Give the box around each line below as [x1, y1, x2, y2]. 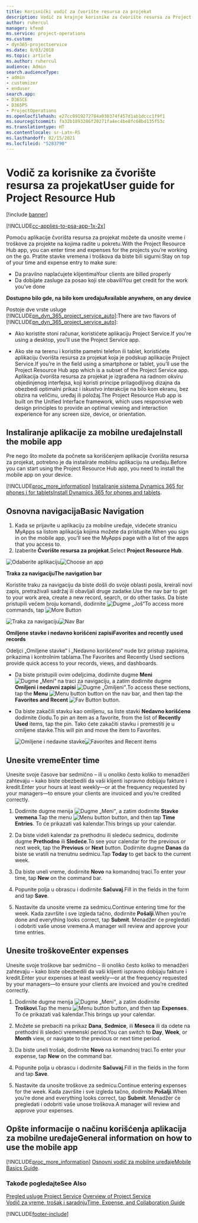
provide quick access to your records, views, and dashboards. [6, 660, 158, 667]
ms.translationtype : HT [6, 124, 65, 130]
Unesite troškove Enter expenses [6, 946, 129, 956]
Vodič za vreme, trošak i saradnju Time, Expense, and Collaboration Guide [6, 1199, 185, 1206]
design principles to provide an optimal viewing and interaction [14, 404, 168, 411]
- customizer [6, 80, 38, 86]
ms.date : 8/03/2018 [6, 47, 54, 53]
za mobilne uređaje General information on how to [6, 1133, 192, 1143]
